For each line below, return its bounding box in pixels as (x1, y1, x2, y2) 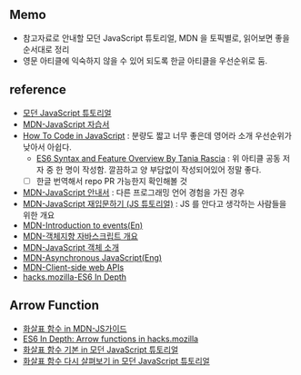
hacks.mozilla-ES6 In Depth (22, 271, 127, 282)
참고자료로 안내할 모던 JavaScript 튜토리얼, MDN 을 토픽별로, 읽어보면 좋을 (22, 32, 290, 44)
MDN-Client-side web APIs (22, 262, 125, 272)
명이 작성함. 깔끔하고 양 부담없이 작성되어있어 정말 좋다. (65, 163, 262, 175)
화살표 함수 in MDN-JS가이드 (22, 322, 127, 334)
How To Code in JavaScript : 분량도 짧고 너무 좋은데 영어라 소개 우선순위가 (22, 130, 293, 141)
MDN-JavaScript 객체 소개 (22, 242, 120, 252)
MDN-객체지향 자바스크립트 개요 (22, 231, 138, 242)
